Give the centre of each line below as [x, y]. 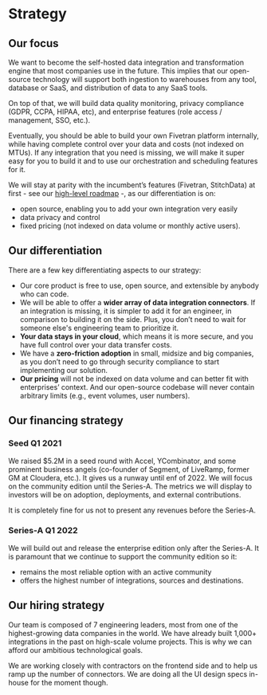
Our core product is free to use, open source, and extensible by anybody [139, 285]
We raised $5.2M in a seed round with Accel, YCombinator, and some [122, 461]
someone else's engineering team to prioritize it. [99, 328]
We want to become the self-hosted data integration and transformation [126, 62]
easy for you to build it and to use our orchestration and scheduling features [133, 161]
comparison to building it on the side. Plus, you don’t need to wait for [133, 319]
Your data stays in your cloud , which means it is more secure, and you [136, 336]
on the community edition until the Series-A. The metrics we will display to [130, 486]
